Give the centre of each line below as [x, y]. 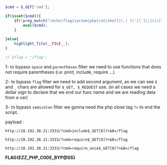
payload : [15, 122]
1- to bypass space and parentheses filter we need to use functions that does [83, 66]
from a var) [17, 97]
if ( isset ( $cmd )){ [23, 16]
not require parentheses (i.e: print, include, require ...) [60, 72]
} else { [12, 39]
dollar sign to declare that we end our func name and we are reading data [80, 92]
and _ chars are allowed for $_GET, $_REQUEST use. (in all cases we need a [80, 87]
